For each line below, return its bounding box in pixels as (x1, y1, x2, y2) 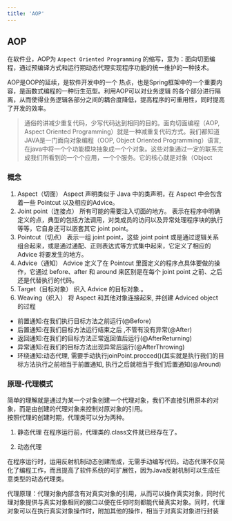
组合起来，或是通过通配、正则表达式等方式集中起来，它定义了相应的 (17, 241, 211, 250)
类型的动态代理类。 (12, 475, 68, 483)
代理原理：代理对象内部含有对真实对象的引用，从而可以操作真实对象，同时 (7, 489, 219, 498)
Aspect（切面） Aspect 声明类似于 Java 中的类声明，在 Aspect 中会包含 (17, 190, 222, 198)
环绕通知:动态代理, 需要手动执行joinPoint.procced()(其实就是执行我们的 (17, 351, 219, 360)
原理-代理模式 (7, 378, 53, 388)
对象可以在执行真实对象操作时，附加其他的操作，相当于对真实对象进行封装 (7, 506, 219, 515)
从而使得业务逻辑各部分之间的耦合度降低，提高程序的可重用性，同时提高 (19, 95, 225, 104)
